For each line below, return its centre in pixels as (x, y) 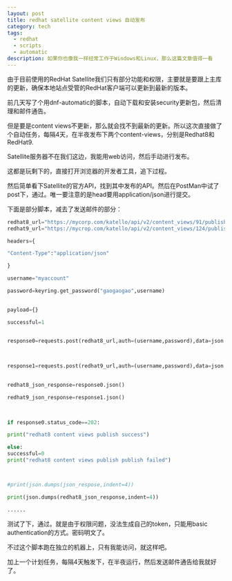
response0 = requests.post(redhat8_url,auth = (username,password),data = (109, 341)
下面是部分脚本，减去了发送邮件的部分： (65, 209)
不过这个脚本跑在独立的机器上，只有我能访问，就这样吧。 (89, 547)
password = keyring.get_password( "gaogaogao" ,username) (86, 291)
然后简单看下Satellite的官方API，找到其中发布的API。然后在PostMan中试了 (113, 185)
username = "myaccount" (38, 278)
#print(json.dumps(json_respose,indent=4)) (71, 484)
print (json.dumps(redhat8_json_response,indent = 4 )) (83, 497)
